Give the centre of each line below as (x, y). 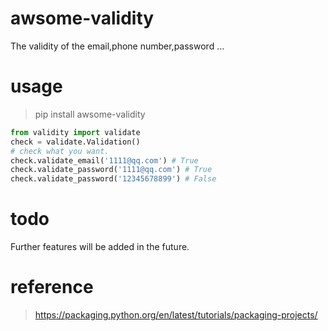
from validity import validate (75, 132)
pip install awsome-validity (90, 114)
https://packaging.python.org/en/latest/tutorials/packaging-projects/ (176, 315)
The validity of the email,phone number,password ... (117, 46)
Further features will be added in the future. (100, 247)
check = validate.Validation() (75, 142)
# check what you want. (60, 151)
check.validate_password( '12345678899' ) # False (113, 179)
